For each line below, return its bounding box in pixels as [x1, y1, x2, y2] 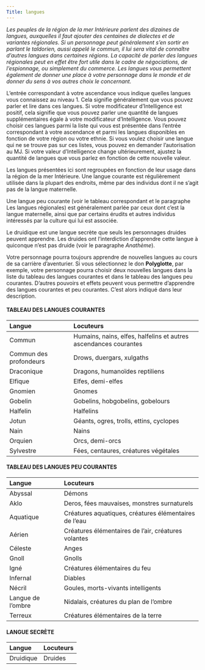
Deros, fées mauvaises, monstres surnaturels [63, 499, 193, 508]
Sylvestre [9, 446, 37, 455]
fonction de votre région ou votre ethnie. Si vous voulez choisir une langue [6, 135, 193, 142]
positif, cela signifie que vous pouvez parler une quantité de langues [6, 109, 178, 116]
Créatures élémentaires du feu [63, 564, 151, 572]
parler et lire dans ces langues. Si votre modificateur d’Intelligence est [6, 102, 182, 110]
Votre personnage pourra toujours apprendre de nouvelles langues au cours [6, 253, 198, 261]
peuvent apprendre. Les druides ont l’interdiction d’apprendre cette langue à [6, 235, 198, 242]
